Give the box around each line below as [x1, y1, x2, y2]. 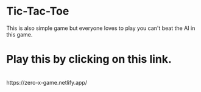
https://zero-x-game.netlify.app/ [6, 79, 87, 86]
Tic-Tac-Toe [6, 4, 69, 18]
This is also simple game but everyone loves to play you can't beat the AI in [6, 24, 196, 32]
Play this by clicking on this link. [6, 52, 172, 66]
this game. [6, 30, 33, 38]
